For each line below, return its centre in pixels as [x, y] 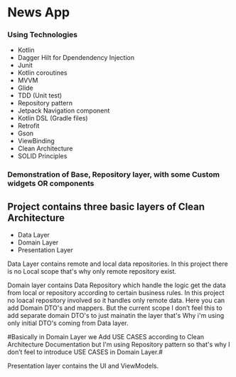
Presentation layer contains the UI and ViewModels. [83, 366]
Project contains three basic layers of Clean [106, 206]
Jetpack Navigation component [64, 110]
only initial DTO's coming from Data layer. [68, 323]
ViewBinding [36, 141]
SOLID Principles [42, 156]
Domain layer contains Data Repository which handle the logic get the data [117, 285]
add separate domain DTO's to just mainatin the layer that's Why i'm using [116, 316]
